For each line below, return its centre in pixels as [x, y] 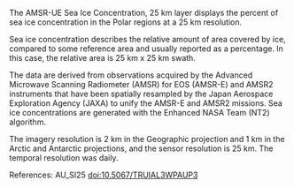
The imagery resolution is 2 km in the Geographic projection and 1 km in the [147, 139]
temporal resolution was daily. [64, 158]
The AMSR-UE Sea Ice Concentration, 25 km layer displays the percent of [144, 13]
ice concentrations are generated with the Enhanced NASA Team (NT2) [139, 113]
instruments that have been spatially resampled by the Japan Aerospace [141, 94]
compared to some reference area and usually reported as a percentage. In [146, 49]
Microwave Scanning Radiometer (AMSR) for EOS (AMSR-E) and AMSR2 [141, 84]
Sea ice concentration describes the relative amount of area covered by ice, [147, 39]
